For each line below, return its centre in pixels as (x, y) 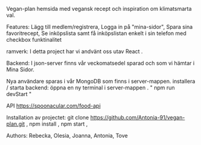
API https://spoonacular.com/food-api (54, 106)
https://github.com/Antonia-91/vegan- (137, 118)
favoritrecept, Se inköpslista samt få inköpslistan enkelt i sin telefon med (96, 33)
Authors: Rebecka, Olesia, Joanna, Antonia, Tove (67, 136)
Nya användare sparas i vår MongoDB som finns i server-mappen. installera (101, 81)
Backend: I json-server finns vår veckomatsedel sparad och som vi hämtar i (100, 63)
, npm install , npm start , (57, 124)
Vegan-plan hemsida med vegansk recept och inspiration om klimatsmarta (99, 9)
